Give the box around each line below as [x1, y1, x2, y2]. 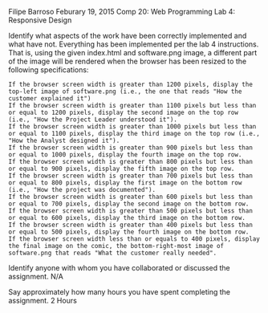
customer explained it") [8, 95, 91, 103]
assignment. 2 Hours [8, 296, 78, 305]
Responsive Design [8, 15, 72, 25]
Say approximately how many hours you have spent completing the [8, 287, 231, 296]
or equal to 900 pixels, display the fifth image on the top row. [8, 165, 235, 173]
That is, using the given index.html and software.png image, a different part [8, 48, 258, 57]
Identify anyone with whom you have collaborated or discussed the [8, 263, 230, 272]
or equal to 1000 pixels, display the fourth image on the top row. [8, 151, 242, 159]
